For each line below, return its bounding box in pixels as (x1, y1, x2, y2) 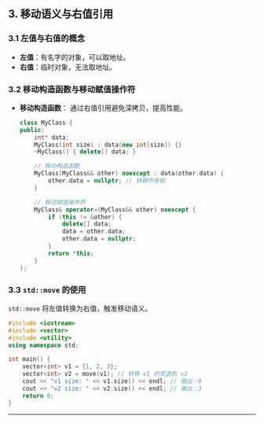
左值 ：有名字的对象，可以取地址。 (19, 52, 130, 61)
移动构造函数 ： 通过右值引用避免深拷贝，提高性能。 (19, 103, 187, 112)
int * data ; (34, 133, 70, 142)
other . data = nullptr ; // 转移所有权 (48, 177, 166, 185)
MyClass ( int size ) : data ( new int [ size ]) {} (34, 141, 182, 149)
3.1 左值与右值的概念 (8, 33, 86, 44)
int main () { (8, 355, 51, 363)
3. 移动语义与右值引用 (8, 7, 114, 21)
